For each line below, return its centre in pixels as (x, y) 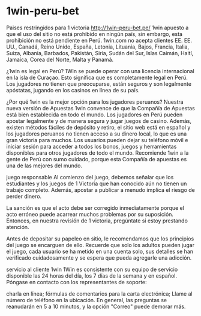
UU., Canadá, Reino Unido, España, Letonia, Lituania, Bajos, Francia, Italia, (98, 47)
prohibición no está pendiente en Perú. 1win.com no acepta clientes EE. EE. (99, 40)
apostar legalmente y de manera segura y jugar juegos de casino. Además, (99, 121)
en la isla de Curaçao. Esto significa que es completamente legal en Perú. (97, 77)
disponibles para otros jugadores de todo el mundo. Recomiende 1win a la (97, 153)
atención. (18, 227)
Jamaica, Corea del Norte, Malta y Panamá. (60, 59)
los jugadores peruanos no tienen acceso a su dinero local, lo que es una (97, 134)
